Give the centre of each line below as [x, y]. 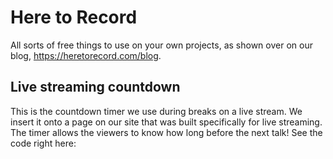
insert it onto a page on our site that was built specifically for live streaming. [166, 122]
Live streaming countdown [95, 87]
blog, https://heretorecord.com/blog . [86, 55]
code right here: [43, 143]
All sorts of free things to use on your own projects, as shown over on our [161, 45]
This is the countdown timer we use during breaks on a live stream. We [156, 111]
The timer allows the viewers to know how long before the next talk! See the [166, 132]
